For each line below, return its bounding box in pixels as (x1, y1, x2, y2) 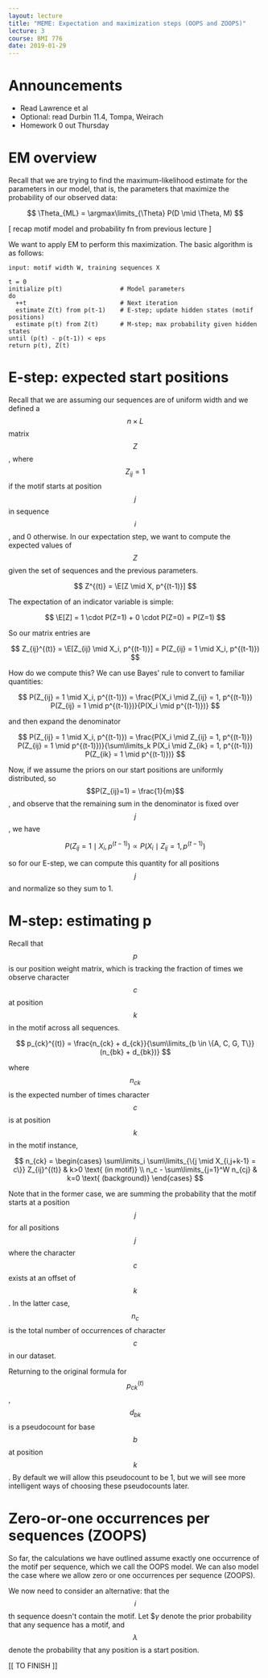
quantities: (8, 676, 43, 686)
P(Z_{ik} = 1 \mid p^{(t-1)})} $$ (85, 749, 186, 759)
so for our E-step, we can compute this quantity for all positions (8, 858, 220, 868)
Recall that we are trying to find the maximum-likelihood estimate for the (8, 175, 248, 185)
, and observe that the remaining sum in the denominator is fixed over (8, 799, 239, 808)
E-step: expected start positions (8, 368, 229, 387)
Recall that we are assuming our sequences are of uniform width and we (8, 395, 249, 405)
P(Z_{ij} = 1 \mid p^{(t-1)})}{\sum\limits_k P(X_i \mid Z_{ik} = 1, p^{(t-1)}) (17, 740, 254, 750)
